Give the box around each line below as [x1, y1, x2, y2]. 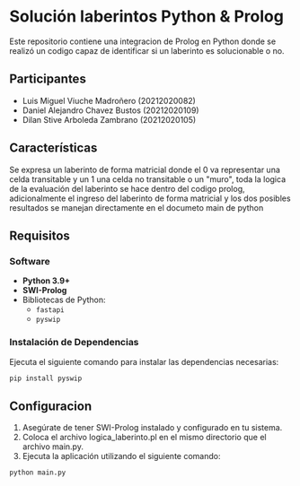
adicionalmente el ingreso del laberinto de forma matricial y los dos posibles [9, 193, 291, 204]
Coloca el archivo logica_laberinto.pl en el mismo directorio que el [22, 432, 267, 443]
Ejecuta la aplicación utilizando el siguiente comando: [22, 451, 221, 462]
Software [9, 255, 51, 267]
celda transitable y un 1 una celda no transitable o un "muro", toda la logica [9, 173, 287, 185]
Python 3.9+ [22, 275, 70, 286]
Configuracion [9, 398, 93, 413]
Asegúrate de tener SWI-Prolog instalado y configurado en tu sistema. [22, 422, 283, 433]
